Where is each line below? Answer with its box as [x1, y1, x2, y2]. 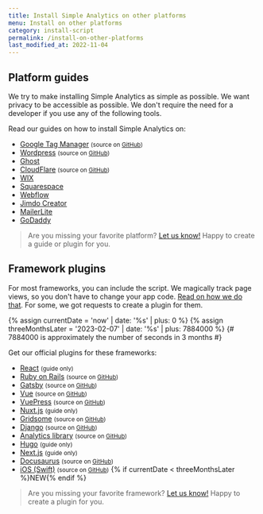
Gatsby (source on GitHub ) [19, 380, 98, 389]
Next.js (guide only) [19, 447, 78, 457]
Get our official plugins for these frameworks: [8, 347, 157, 357]
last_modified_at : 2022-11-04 [8, 41, 109, 49]
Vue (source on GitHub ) [19, 388, 87, 398]
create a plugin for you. [27, 497, 105, 506]
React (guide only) [19, 363, 74, 373]
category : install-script [8, 26, 94, 34]
